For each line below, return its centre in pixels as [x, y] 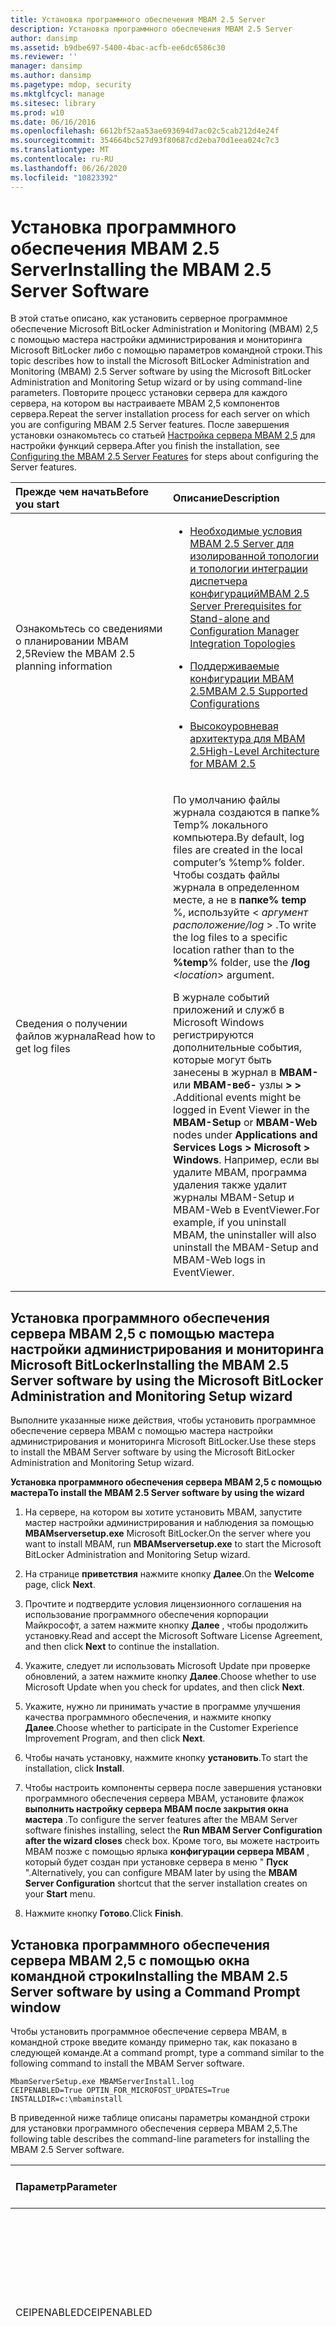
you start [37, 504]
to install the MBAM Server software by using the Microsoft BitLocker [153, 1452]
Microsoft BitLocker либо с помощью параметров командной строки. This [166, 350]
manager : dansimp [46, 66]
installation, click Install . [74, 1768]
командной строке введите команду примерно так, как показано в [154, 2042]
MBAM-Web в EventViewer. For [246, 1210]
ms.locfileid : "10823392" [64, 177]
